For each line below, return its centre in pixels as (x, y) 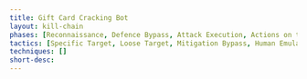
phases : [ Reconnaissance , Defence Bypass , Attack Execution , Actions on (151, 35)
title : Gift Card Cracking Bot (69, 18)
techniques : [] (38, 52)
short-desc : (32, 60)
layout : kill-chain (47, 26)
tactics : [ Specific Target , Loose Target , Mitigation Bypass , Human (143, 43)
